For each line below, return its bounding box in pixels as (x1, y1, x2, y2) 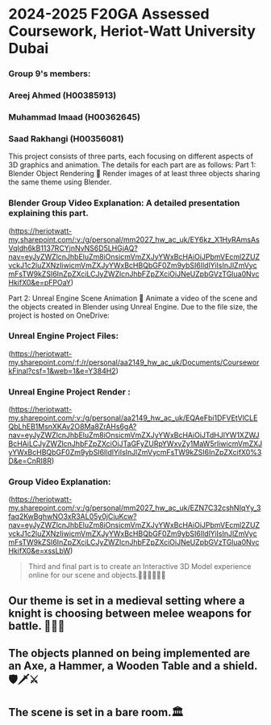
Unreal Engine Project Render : (8, 386, 131, 397)
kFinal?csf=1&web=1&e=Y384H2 (8, 365, 116, 376)
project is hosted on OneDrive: (8, 310, 110, 320)
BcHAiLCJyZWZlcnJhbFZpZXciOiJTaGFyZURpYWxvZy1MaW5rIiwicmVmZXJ (8, 439, 263, 449)
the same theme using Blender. (8, 177, 111, 187)
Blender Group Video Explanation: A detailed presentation (8, 197, 240, 209)
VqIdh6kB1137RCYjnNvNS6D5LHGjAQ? (8, 243, 139, 253)
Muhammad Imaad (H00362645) (8, 111, 141, 122)
